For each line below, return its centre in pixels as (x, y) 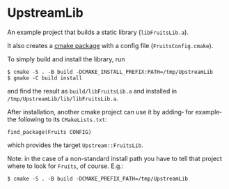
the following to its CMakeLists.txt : (57, 119)
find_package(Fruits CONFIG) (49, 132)
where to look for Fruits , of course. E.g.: (65, 166)
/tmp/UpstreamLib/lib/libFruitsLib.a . (63, 98)
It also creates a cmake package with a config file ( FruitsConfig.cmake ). (110, 45)
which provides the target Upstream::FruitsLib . (76, 145)
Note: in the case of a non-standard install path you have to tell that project (115, 158)
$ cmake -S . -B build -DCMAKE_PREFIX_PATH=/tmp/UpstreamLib (98, 179)
